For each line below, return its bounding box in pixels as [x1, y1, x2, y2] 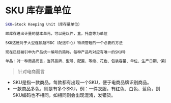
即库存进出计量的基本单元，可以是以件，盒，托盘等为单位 [5, 31, 108, 36]
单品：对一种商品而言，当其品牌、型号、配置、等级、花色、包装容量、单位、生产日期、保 [5, 59, 164, 64]
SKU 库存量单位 [5, 5, 71, 16]
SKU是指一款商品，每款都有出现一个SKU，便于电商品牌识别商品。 [12, 80, 152, 86]
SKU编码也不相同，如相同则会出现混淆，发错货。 [12, 92, 116, 98]
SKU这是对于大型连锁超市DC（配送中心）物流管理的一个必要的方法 [5, 40, 123, 45]
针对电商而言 [17, 68, 45, 74]
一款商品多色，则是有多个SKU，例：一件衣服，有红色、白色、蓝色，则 [12, 86, 160, 92]
